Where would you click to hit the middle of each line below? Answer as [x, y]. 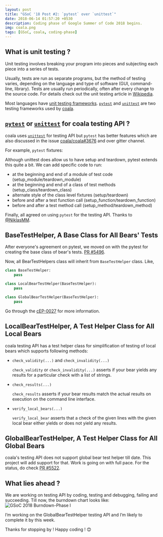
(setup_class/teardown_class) [42, 190]
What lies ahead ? [33, 483]
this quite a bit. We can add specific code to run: [54, 165]
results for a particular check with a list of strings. [62, 375]
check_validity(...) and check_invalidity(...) [61, 360]
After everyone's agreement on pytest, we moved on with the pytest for [77, 247]
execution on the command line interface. [54, 399]
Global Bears [25, 446]
